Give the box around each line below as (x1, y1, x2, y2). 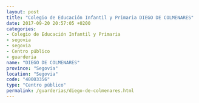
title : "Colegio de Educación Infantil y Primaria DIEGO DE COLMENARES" (6, 15, 194, 21)
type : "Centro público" (6, 82, 67, 88)
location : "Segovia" (6, 71, 59, 77)
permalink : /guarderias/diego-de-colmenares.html (6, 88, 135, 94)
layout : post (6, 8, 39, 15)
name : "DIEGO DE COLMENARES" (6, 59, 80, 65)
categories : (6, 25, 36, 32)
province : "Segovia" (6, 65, 59, 71)
